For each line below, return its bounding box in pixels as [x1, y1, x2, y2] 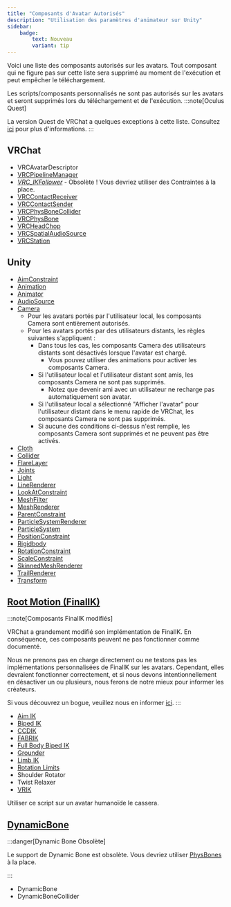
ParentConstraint [17, 509, 66, 518]
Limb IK [17, 756, 39, 765]
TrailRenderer [17, 568, 57, 577]
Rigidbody [17, 539, 47, 548]
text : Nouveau [32, 36, 73, 43]
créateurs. [7, 685, 37, 693]
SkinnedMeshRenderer [17, 561, 83, 570]
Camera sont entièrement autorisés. [27, 319, 130, 327]
